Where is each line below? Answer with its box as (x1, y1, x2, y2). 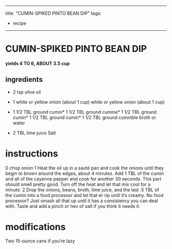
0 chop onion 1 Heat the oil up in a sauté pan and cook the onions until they (5, 165, 164, 171)
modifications (5, 221, 66, 233)
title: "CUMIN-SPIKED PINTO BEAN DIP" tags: (5, 10, 102, 16)
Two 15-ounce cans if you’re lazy (5, 238, 75, 244)
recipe (12, 20, 27, 26)
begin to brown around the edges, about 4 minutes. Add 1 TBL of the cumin (5, 170, 164, 176)
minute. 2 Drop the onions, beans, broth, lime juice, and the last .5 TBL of (5, 186, 160, 193)
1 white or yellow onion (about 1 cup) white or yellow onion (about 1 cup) (12, 99, 165, 105)
